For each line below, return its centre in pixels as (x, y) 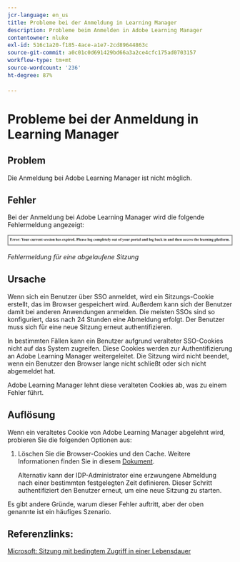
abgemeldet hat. (31, 371)
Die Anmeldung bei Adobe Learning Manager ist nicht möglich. (100, 178)
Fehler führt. (26, 392)
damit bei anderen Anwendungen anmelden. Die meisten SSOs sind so (111, 311)
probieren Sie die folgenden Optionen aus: (70, 440)
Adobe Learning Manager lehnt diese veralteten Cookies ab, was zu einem (117, 385)
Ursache (27, 280)
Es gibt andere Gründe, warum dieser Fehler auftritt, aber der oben (106, 504)
